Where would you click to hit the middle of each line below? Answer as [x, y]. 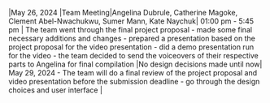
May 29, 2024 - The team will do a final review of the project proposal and [133, 73]
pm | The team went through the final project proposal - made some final [131, 30]
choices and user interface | [56, 90]
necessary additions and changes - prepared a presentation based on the [132, 38]
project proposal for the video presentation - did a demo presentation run [131, 47]
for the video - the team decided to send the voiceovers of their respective [133, 56]
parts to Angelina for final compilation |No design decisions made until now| [135, 64]
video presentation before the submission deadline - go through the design [134, 82]
